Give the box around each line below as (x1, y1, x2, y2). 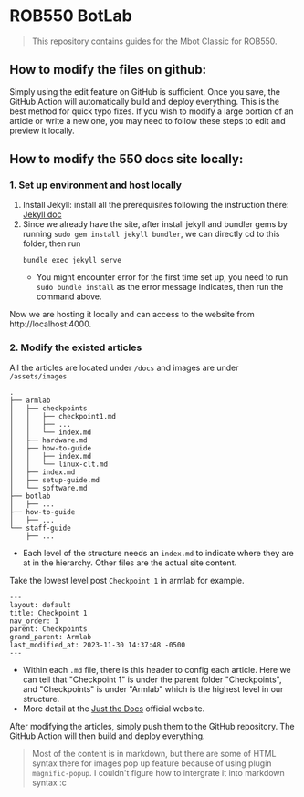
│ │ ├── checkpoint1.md (9, 411, 117, 420)
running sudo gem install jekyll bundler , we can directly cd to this (22, 229, 280, 240)
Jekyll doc (22, 209, 62, 220)
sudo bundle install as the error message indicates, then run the (36, 282, 284, 293)
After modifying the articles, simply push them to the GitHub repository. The (9, 720, 295, 731)
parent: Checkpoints (9, 624, 89, 634)
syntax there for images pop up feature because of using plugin (31, 758, 272, 769)
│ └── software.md (9, 483, 89, 492)
